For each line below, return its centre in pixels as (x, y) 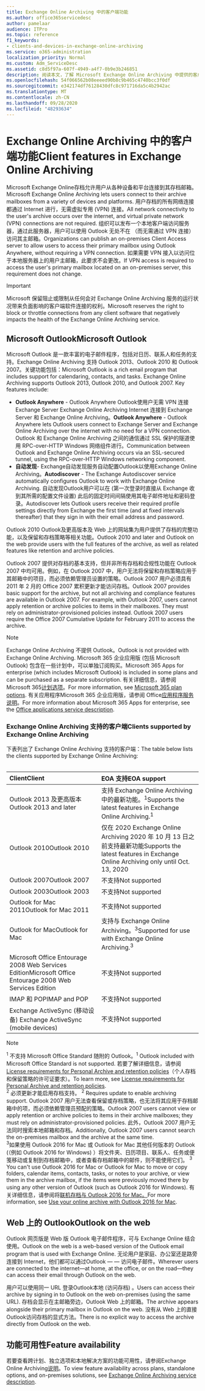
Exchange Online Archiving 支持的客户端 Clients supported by (99, 726)
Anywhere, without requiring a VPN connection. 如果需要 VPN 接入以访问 (98, 253)
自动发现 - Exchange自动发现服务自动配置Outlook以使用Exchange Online (106, 467)
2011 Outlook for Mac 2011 (49, 910)
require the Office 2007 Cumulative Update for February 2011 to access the (101, 619)
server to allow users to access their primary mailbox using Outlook (91, 246)
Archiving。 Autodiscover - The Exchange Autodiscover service (95, 474)
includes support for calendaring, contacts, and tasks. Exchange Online (96, 377)
